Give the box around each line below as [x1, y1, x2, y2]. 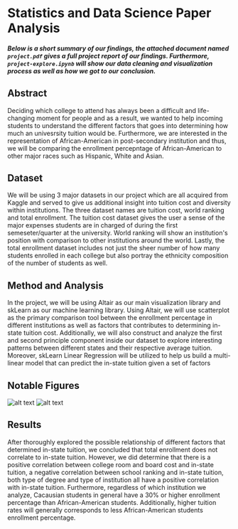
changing [7, 114, 36, 122]
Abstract [7, 87, 48, 100]
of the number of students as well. [7, 259, 108, 267]
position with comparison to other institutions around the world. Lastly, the [7, 236, 225, 245]
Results [7, 419, 42, 431]
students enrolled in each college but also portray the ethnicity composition [7, 251, 229, 260]
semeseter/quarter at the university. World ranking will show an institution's [7, 229, 229, 237]
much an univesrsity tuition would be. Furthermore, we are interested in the [7, 129, 227, 137]
